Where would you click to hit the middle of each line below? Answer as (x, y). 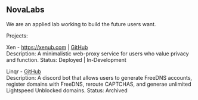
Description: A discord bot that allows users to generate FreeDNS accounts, (99, 77)
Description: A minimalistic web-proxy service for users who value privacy (98, 54)
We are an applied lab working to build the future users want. (81, 24)
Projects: (17, 36)
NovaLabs (25, 10)
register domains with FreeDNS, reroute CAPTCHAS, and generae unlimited (99, 84)
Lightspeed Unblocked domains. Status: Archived (67, 90)
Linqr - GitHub (24, 71)
